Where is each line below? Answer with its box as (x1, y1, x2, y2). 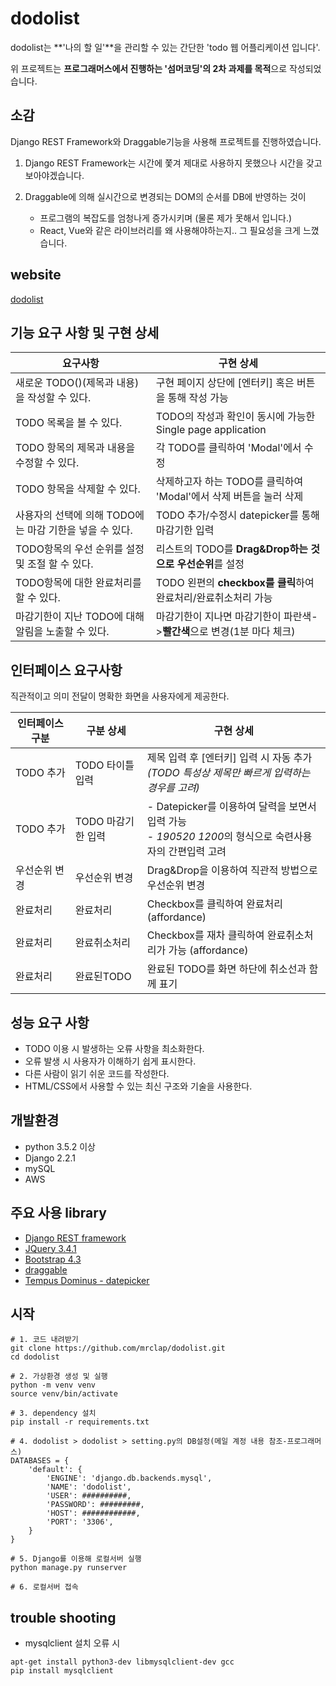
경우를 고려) (146, 781, 200, 795)
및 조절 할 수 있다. (15, 557, 94, 571)
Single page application (155, 423, 267, 437)
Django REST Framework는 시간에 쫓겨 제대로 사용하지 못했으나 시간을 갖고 (24, 157, 323, 169)
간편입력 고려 (168, 845, 227, 859)
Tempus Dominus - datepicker (24, 1274, 150, 1286)
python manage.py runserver (10, 1563, 128, 1573)
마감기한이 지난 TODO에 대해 (15, 610, 145, 624)
